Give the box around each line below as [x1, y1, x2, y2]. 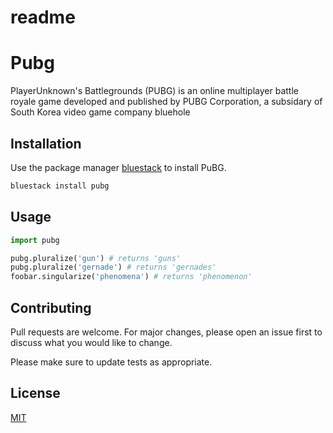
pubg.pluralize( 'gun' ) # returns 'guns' [10, 253, 182, 263]
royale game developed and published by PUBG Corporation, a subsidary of [10, 96, 323, 108]
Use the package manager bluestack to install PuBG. [10, 161, 227, 173]
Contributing [10, 299, 92, 316]
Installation [10, 135, 82, 152]
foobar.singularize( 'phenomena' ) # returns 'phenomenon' [10, 272, 253, 282]
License [10, 385, 61, 402]
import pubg [10, 235, 60, 245]
